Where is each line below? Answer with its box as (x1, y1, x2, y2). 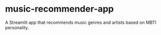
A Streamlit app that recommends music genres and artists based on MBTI (5, 19, 157, 25)
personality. (5, 24, 29, 30)
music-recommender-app (5, 3, 114, 15)
